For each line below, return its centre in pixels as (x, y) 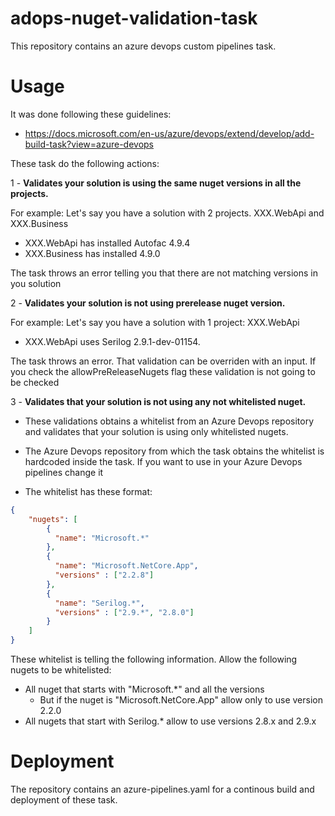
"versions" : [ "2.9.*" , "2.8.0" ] (124, 612)
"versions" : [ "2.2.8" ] (104, 575)
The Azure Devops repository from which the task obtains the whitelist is (174, 451)
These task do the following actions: (85, 163)
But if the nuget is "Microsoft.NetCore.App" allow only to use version (181, 700)
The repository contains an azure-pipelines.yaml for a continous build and (162, 789)
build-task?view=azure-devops (89, 144)
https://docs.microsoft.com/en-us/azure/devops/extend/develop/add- (169, 133)
